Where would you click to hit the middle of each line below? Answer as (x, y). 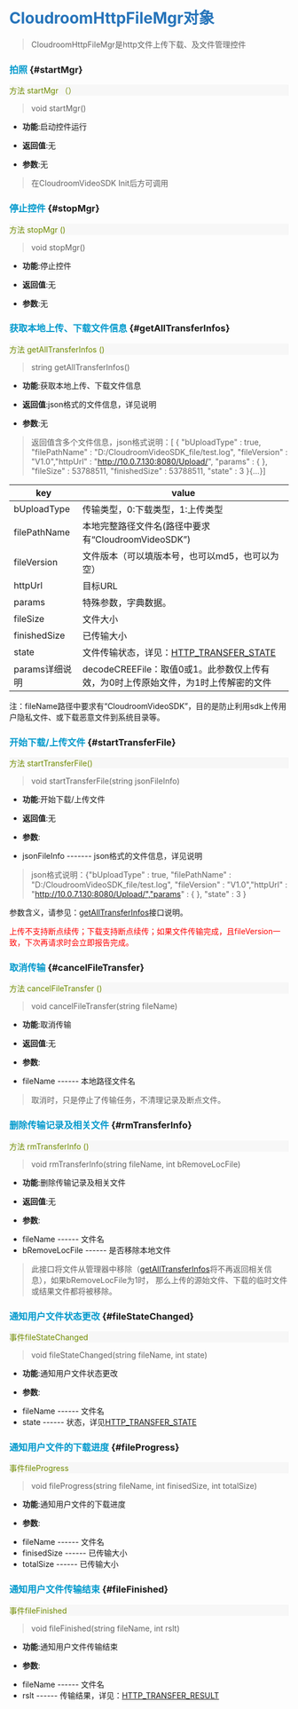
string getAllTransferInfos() (80, 367)
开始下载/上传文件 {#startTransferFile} (93, 742)
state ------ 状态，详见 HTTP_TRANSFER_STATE (109, 1422)
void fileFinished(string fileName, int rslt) (105, 1628)
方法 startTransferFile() (51, 763)
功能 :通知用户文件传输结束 (70, 1646)
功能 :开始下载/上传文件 (63, 799)
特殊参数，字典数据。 (127, 602)
